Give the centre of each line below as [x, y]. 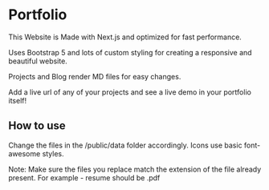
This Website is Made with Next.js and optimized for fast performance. [125, 37]
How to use [37, 126]
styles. [53, 153]
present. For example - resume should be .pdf [84, 177]
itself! [17, 100]
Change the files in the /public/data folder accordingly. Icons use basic [125, 145]
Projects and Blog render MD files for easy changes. [95, 76]
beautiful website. [38, 61]
